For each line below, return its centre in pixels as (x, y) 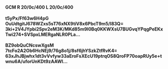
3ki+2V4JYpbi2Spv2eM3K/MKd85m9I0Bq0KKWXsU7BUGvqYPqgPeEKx (84, 29)
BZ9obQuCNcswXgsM (30, 45)
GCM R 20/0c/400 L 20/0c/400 (39, 7)
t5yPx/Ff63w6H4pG (27, 18)
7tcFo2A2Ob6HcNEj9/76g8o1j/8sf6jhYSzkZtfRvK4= (61, 51)
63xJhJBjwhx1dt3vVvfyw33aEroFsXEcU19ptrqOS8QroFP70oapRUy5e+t (83, 56)
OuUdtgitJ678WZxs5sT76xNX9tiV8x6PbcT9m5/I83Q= (65, 24)
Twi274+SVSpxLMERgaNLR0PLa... (43, 34)
